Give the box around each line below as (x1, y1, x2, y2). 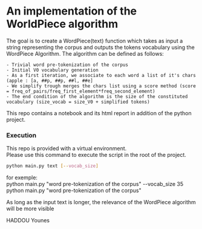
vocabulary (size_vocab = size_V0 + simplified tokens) (6, 99, 150, 105)
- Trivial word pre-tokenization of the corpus (6, 62, 129, 68)
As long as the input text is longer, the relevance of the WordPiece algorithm (6, 199, 197, 206)
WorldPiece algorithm (6, 17, 119, 31)
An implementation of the (6, 4, 137, 18)
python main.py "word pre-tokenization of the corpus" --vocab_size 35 (6, 181, 184, 188)
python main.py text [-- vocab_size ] (6, 163, 99, 169)
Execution (6, 131, 37, 139)
